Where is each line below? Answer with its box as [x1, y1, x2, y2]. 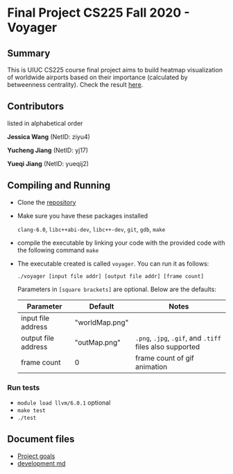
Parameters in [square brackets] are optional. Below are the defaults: [17, 285, 216, 293]
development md [17, 459, 66, 467]
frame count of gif [135, 353, 194, 363]
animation [135, 361, 168, 371]
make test [17, 407, 46, 414]
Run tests [7, 382, 40, 392]
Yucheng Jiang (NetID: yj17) [7, 146, 89, 154]
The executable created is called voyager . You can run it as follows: [17, 259, 209, 268]
